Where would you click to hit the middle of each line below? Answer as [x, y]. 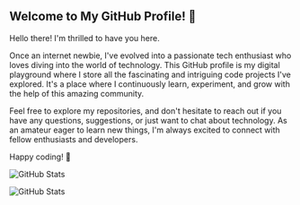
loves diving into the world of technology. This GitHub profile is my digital [145, 64]
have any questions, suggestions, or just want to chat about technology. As [148, 120]
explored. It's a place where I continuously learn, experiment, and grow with [150, 84]
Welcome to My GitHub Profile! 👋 [103, 17]
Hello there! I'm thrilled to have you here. [84, 38]
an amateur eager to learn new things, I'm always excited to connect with [145, 130]
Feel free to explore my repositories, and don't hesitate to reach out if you [146, 111]
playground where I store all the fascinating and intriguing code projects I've [150, 74]
